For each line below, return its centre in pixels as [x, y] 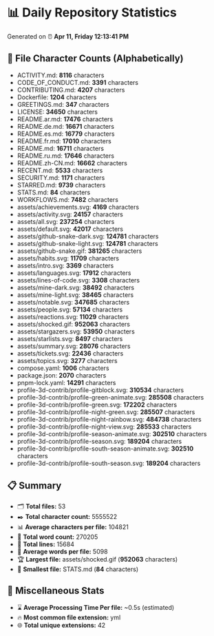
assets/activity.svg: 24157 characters [70, 214]
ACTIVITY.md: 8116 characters [61, 75]
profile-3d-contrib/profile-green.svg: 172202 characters [97, 404]
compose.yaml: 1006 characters [63, 368]
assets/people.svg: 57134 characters [70, 309]
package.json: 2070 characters [62, 375]
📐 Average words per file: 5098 [62, 551]
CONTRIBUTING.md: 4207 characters [71, 90]
